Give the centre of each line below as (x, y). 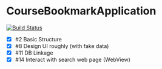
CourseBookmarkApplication (81, 11)
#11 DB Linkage (34, 53)
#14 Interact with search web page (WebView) (73, 60)
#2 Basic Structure (39, 39)
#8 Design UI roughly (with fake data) (62, 46)
